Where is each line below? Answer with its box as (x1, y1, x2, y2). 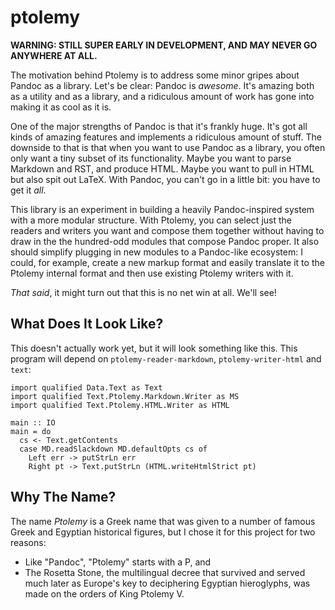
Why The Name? (10, 489, 117, 506)
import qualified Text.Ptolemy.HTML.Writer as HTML (10, 400, 230, 410)
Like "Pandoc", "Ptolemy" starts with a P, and (24, 556, 212, 568)
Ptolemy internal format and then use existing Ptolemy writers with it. (10, 267, 294, 279)
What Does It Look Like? (10, 316, 164, 333)
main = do (10, 426, 52, 436)
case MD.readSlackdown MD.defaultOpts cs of (19, 444, 208, 454)
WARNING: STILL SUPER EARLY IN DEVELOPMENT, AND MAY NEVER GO (10, 39, 318, 51)
